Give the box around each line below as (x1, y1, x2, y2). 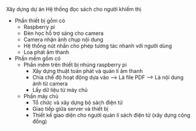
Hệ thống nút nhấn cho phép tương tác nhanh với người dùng (23, 42, 172, 49)
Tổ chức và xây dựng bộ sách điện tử (32, 99, 123, 106)
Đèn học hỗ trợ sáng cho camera (23, 30, 104, 37)
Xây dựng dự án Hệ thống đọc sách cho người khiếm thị (6, 6, 142, 12)
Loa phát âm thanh (23, 49, 70, 56)
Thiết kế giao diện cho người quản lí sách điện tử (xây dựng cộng (32, 111, 191, 119)
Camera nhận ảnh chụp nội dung (23, 36, 103, 43)
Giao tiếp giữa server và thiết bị (32, 106, 109, 112)
